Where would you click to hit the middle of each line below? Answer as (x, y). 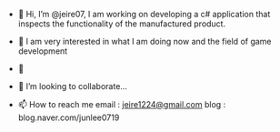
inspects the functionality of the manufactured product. (121, 24)
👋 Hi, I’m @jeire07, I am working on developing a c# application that (144, 14)
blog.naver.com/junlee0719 (69, 117)
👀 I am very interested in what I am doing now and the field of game (145, 41)
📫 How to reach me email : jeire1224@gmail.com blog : (122, 104)
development (43, 51)
